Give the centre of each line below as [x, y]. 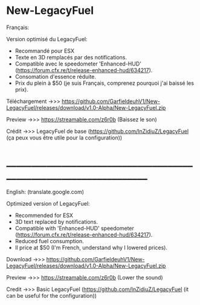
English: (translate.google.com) [45, 192]
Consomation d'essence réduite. [56, 76]
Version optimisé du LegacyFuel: [47, 39]
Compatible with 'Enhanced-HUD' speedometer [75, 228]
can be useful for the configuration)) [51, 295]
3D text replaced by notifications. [56, 221]
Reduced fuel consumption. [50, 241]
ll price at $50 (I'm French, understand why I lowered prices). [91, 247]
